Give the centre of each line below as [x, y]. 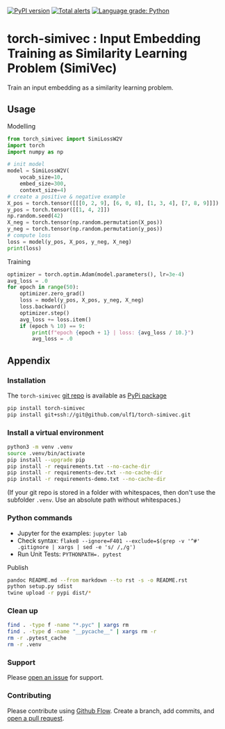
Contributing [29, 696]
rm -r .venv [24, 645]
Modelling [22, 126]
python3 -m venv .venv [40, 447]
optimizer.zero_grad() [52, 294]
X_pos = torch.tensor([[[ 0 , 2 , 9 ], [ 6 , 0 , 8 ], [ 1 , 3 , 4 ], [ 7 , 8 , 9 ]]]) [113, 203]
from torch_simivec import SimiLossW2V [65, 139]
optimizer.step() [45, 313]
